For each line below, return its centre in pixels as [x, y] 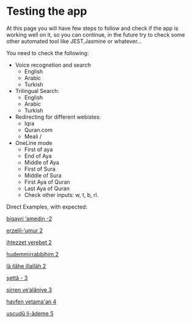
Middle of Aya [42, 162]
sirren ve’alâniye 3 [29, 289]
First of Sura [40, 169]
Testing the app [47, 11]
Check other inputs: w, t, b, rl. [61, 195]
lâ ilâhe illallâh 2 [26, 266]
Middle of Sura [43, 175]
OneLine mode [34, 143]
